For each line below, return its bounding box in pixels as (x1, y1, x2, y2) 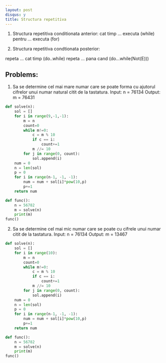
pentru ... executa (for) (12, 36, 60, 42)
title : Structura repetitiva (5, 17, 67, 22)
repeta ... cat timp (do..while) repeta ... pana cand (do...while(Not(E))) (5, 56, 149, 62)
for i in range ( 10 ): (14, 250, 58, 255)
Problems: (5, 70, 38, 79)
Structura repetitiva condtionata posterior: (12, 46, 100, 52)
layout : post (5, 7, 33, 13)
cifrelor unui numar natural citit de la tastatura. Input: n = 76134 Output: (12, 89, 160, 95)
